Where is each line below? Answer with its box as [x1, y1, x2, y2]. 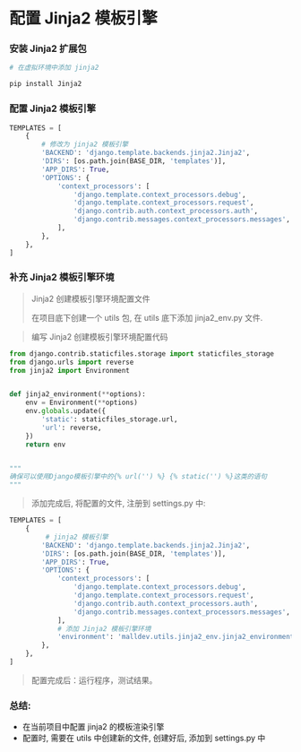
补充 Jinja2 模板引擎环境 [9, 271, 115, 283]
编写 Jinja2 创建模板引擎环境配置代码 [30, 331, 168, 341]
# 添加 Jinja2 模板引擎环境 [56, 624, 151, 633]
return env [25, 440, 66, 449]
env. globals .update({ [25, 407, 106, 416]
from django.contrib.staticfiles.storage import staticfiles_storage [9, 349, 275, 359]
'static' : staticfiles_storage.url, [41, 415, 178, 424]
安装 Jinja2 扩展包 [9, 42, 87, 55]
